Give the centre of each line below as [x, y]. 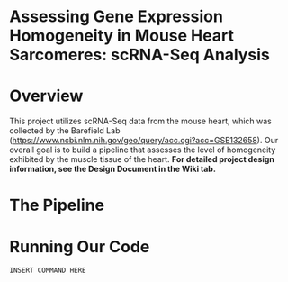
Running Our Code [80, 246]
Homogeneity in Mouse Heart [121, 36]
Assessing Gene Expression [116, 17]
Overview [46, 96]
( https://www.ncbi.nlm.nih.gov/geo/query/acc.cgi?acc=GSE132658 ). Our [144, 141]
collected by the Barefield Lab [65, 131]
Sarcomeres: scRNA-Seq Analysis [139, 55]
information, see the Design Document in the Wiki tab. [112, 169]
